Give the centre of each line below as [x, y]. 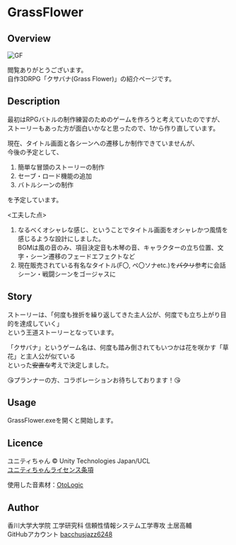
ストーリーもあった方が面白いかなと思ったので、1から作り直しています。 [113, 128]
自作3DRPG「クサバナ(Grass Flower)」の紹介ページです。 [91, 79]
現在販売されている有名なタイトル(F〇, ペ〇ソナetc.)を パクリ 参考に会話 [122, 265]
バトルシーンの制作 [46, 184]
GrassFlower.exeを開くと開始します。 [62, 421]
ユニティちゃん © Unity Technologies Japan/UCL [79, 461]
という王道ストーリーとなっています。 [63, 332]
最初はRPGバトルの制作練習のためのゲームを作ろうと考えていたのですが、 [116, 119]
